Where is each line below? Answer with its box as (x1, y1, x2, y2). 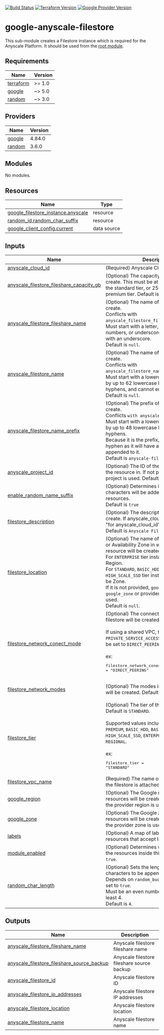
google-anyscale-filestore (5, 22, 114, 33)
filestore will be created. (105, 616, 161, 623)
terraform (7, 80, 30, 86)
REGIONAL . (105, 738, 127, 745)
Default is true (105, 501, 139, 507)
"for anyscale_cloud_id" (105, 521, 160, 528)
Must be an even (105, 888, 144, 895)
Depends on (105, 876, 134, 883)
